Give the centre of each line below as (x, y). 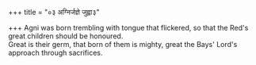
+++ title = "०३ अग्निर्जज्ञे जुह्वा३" (54, 12)
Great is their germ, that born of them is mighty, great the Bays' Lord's (123, 44)
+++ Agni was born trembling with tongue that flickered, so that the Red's (128, 28)
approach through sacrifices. (55, 52)
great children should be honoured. (66, 36)
